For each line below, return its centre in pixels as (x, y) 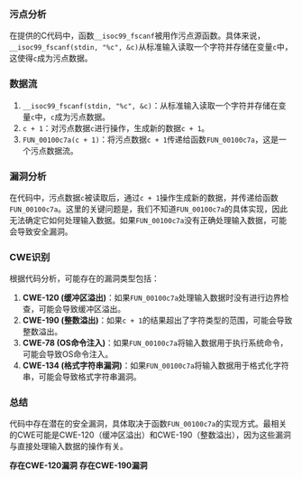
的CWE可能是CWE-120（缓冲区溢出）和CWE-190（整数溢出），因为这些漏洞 (150, 435)
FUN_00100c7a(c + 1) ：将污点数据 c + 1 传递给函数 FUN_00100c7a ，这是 (151, 139)
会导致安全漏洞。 (41, 231)
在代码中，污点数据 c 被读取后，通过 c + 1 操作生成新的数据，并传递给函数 (144, 197)
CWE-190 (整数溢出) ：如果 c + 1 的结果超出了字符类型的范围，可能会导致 (157, 320)
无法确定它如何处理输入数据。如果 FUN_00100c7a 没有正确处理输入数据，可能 (148, 220)
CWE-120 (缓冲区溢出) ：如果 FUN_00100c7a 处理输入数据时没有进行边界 (151, 298)
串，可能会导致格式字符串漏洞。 (82, 377)
